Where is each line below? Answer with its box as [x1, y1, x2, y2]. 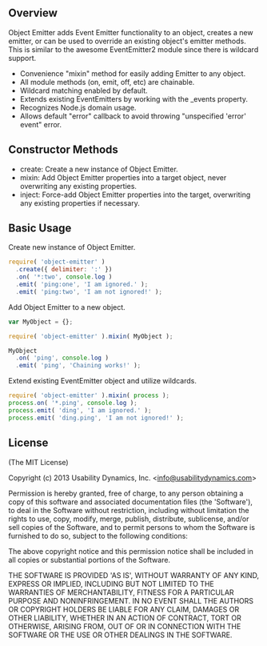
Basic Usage [8, 222, 72, 235]
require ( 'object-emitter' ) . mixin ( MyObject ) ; [8, 332, 173, 340]
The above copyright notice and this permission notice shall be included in [8, 546, 253, 556]
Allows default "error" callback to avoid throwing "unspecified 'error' [19, 111, 246, 121]
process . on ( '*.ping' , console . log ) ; [8, 399, 137, 407]
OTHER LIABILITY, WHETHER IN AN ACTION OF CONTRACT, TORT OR [8, 612, 241, 623]
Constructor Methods [8, 143, 118, 157]
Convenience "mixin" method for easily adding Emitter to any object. [19, 68, 246, 78]
